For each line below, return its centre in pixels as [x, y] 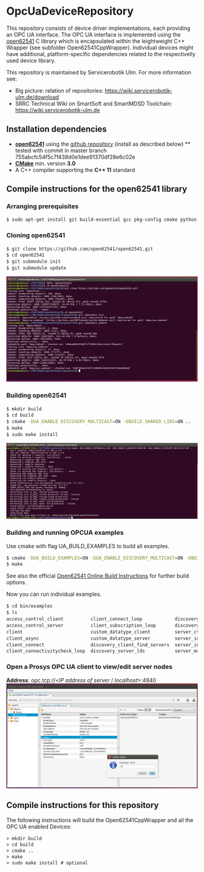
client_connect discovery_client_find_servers [88, 645]
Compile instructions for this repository [83, 805]
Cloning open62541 [36, 235]
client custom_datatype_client [78, 632]
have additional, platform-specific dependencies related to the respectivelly [101, 54]
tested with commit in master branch [61, 150]
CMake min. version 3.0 [45, 163]
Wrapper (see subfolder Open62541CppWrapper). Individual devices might [100, 48]
